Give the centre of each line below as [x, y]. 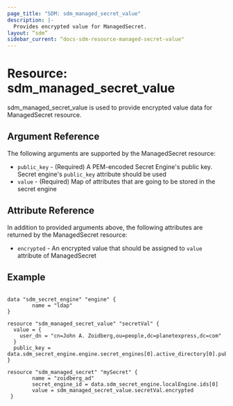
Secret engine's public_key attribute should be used [92, 174]
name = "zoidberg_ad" [63, 378]
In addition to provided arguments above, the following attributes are [105, 227]
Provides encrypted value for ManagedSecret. [80, 26]
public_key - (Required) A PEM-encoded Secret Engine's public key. [115, 166]
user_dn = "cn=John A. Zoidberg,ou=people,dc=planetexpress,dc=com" [121, 336]
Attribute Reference [51, 211]
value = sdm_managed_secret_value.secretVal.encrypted [113, 390]
